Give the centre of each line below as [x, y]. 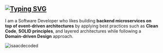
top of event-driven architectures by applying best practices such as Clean [81, 26]
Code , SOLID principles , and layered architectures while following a [73, 31]
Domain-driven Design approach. [39, 36]
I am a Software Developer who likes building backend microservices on [78, 20]
